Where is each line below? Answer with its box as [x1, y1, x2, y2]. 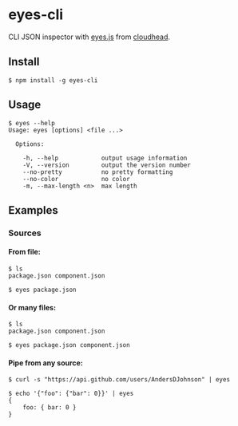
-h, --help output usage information [22, 154, 188, 162]
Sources [8, 227, 42, 239]
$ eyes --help [8, 119, 56, 127]
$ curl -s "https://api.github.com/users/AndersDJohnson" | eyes [8, 376, 230, 384]
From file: [8, 247, 42, 257]
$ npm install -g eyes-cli [8, 76, 98, 85]
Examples [8, 203, 58, 217]
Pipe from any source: [8, 357, 84, 368]
